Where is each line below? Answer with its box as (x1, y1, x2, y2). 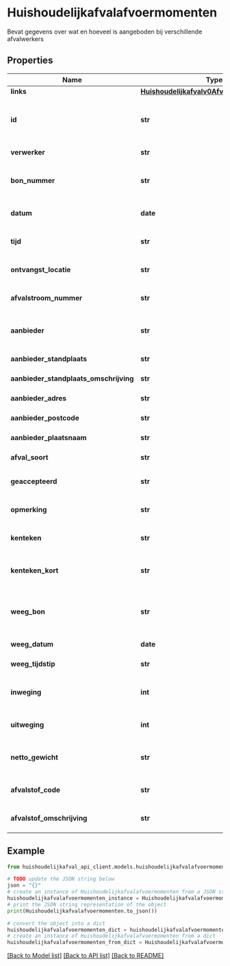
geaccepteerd (10, 476, 57, 486)
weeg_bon (10, 607, 46, 616)
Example (7, 845, 45, 857)
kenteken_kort (10, 566, 59, 575)
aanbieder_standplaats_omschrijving (10, 374, 134, 383)
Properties (7, 55, 53, 67)
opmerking (10, 505, 47, 514)
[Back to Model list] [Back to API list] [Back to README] (7, 952, 164, 960)
